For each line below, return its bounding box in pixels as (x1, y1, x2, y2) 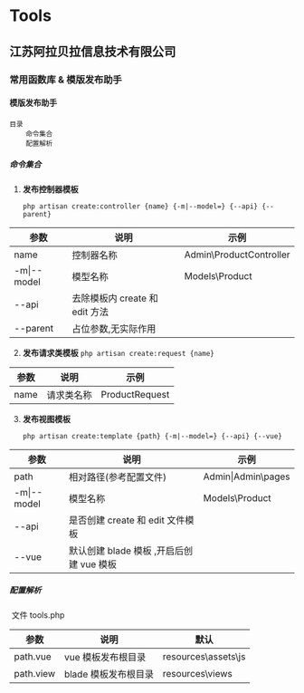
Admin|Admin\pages (203, 470, 290, 483)
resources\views (162, 667, 233, 679)
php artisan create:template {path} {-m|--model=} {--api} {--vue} (22, 431, 282, 440)
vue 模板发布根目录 (63, 650, 147, 663)
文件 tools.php (11, 609, 65, 621)
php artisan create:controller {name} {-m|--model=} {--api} (22, 201, 259, 211)
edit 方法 (71, 305, 109, 318)
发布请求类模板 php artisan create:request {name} (22, 347, 214, 358)
